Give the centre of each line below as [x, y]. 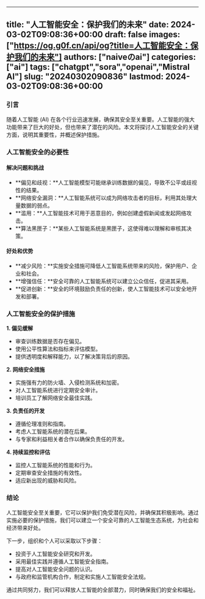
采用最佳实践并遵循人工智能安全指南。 [63, 561]
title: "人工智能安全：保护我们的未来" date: [88, 25]
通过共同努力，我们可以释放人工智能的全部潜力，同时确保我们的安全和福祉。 [103, 590]
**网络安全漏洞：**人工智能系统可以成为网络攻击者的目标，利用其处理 [103, 198]
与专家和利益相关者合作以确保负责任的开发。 [71, 439]
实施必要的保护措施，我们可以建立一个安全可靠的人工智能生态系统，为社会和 [103, 520]
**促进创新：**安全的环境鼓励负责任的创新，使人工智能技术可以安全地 [103, 289]
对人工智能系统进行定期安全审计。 [58, 390]
